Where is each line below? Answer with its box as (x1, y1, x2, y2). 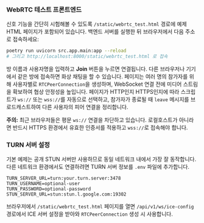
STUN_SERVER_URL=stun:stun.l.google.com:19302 (6, 191, 127, 197)
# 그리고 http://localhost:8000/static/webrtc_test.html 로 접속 (6, 54, 168, 60)
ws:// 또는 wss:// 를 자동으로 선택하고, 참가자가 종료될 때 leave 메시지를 (17, 96, 189, 103)
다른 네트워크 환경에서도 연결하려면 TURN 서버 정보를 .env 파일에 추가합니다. (6, 163, 190, 171)
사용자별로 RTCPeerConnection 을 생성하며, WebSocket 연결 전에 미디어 (12, 80, 182, 88)
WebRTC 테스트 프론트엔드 (6, 5, 82, 13)
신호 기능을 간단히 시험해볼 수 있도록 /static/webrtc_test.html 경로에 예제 (6, 20, 187, 28)
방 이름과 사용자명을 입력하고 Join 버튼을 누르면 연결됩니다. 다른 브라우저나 (6, 65, 185, 73)
